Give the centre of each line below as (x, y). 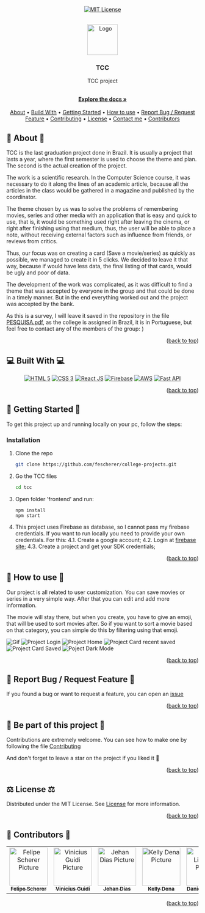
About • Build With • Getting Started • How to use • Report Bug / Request (103, 112)
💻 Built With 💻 (36, 361)
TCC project (103, 81)
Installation (23, 440)
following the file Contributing (44, 746)
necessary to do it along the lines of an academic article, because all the (97, 184)
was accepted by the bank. (40, 304)
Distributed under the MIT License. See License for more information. (94, 804)
